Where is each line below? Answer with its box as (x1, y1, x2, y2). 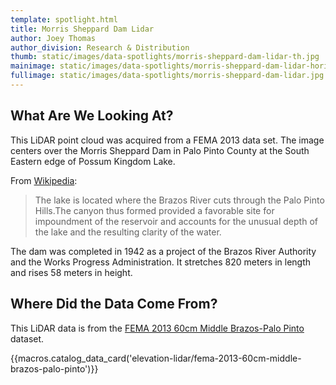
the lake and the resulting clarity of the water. (34, 226, 222, 238)
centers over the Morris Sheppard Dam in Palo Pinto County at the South (10, 144, 310, 156)
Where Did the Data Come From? (10, 296, 218, 313)
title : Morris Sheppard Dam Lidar (10, 24, 155, 34)
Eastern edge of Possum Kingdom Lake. (10, 155, 176, 167)
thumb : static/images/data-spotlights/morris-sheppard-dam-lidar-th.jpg (10, 52, 320, 62)
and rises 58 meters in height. (10, 266, 133, 278)
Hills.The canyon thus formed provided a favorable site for (34, 204, 275, 216)
